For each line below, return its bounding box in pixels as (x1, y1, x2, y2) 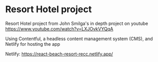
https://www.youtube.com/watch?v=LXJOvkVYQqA (5, 25, 113, 32)
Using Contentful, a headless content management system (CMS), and (5, 36, 153, 42)
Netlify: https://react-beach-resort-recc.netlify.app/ (5, 51, 113, 57)
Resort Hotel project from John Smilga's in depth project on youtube (5, 20, 148, 26)
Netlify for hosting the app (5, 41, 60, 47)
